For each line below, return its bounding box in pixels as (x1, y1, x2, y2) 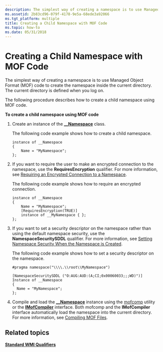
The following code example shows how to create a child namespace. (12, 130, 152, 136)
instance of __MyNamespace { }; (21, 212, 86, 217)
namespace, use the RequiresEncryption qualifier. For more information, (12, 166, 158, 172)
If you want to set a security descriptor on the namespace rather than (12, 225, 151, 231)
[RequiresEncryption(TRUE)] (21, 208, 78, 213)
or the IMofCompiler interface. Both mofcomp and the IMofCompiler (12, 304, 150, 310)
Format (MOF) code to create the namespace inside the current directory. (5, 82, 152, 88)
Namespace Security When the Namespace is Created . (12, 241, 123, 246)
